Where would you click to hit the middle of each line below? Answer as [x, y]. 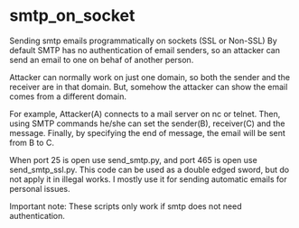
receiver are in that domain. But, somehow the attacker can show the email [149, 87]
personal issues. [40, 188]
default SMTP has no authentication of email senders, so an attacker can [145, 50]
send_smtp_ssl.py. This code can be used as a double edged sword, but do [149, 169]
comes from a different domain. [68, 96]
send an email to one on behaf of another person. [102, 59]
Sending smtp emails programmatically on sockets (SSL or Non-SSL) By [143, 41]
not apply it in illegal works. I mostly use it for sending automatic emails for [148, 179]
